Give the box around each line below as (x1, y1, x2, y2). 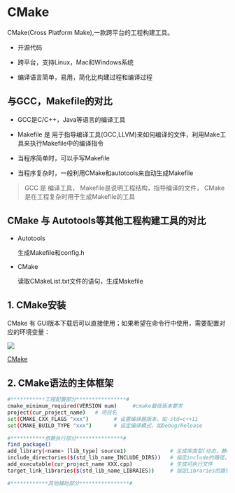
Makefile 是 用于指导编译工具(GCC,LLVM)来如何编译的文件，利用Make (17, 130, 220, 139)
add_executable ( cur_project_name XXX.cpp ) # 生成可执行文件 (7, 461, 213, 468)
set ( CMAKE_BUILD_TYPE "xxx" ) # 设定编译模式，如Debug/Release (7, 422, 203, 429)
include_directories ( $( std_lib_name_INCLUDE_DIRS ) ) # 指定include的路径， (7, 454, 230, 461)
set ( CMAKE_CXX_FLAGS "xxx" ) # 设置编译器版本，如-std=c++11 (7, 415, 199, 422)
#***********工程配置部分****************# (7, 396, 129, 403)
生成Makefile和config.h (17, 248, 85, 256)
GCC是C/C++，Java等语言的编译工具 (17, 115, 126, 123)
